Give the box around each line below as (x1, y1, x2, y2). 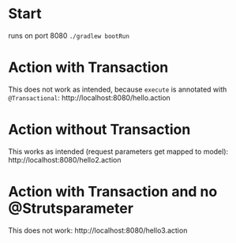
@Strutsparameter (8, 200, 134, 217)
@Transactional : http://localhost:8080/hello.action (8, 92, 171, 103)
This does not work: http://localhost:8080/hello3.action (8, 226, 188, 235)
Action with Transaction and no (8, 183, 218, 200)
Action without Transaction (8, 121, 191, 139)
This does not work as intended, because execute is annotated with (8, 84, 227, 94)
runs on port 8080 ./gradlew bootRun (8, 31, 130, 40)
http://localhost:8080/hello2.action (8, 155, 122, 164)
